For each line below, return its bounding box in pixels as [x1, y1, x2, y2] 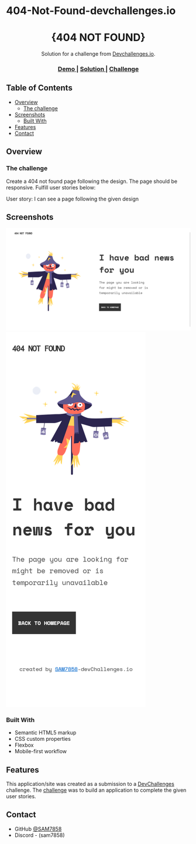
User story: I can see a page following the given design [6, 195, 139, 202]
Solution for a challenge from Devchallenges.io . [41, 50, 156, 57]
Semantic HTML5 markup [14, 729, 77, 736]
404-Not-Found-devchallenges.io [6, 4, 176, 18]
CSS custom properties [14, 736, 71, 743]
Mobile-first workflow [14, 748, 67, 755]
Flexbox [14, 741, 34, 748]
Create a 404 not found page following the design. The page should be [6, 178, 177, 185]
